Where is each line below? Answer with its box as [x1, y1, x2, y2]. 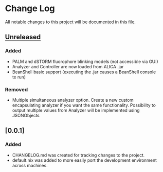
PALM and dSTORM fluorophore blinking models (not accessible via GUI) [12, 59, 158, 64]
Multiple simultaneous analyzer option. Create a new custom [12, 97, 134, 103]
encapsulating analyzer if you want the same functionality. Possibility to [12, 102, 156, 108]
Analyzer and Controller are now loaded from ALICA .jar [12, 63, 124, 69]
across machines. [12, 162, 48, 168]
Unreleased [5, 33, 41, 41]
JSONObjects [12, 112, 40, 118]
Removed [5, 86, 28, 93]
